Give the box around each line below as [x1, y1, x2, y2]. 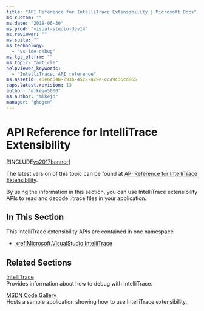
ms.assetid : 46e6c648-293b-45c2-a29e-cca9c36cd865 [6, 76, 137, 82]
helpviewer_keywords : [6, 65, 61, 72]
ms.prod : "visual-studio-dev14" [6, 25, 88, 32]
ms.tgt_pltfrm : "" [6, 54, 53, 60]
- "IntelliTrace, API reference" [12, 71, 97, 77]
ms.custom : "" [6, 15, 42, 21]
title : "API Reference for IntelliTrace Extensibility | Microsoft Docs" [6, 8, 197, 15]
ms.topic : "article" [6, 59, 59, 65]
